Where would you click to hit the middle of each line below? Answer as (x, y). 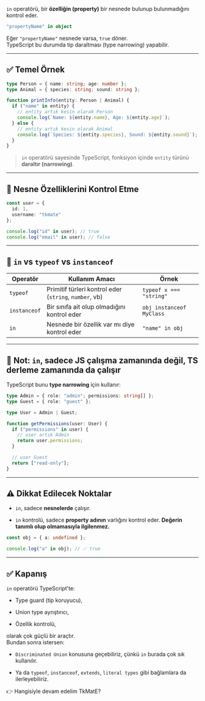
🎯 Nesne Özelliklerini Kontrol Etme (73, 189)
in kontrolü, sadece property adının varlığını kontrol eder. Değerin (99, 520)
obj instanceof (164, 308)
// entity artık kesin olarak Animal (65, 129)
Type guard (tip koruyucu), (49, 600)
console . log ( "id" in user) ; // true (53, 231)
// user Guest (30, 458)
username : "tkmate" (37, 214)
